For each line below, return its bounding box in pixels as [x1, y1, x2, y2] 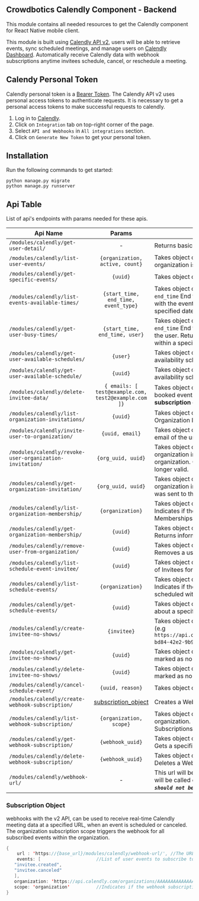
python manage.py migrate [6, 178, 70, 184]
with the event [154, 300, 194, 308]
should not [154, 784, 185, 792]
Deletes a [154, 759, 181, 767]
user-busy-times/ [9, 331, 58, 338]
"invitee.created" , [14, 862, 62, 868]
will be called [154, 776, 191, 784]
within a [154, 339, 176, 347]
